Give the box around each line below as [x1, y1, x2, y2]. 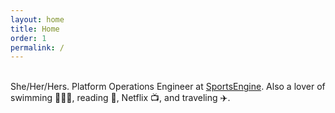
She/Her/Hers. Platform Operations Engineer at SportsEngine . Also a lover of [10, 81, 326, 93]
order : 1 [10, 33, 47, 43]
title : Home [10, 24, 60, 34]
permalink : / [10, 42, 65, 53]
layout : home [10, 14, 65, 25]
